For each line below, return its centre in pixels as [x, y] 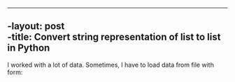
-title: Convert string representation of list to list [114, 37]
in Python [29, 48]
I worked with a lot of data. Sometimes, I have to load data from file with [111, 65]
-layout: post [36, 26]
